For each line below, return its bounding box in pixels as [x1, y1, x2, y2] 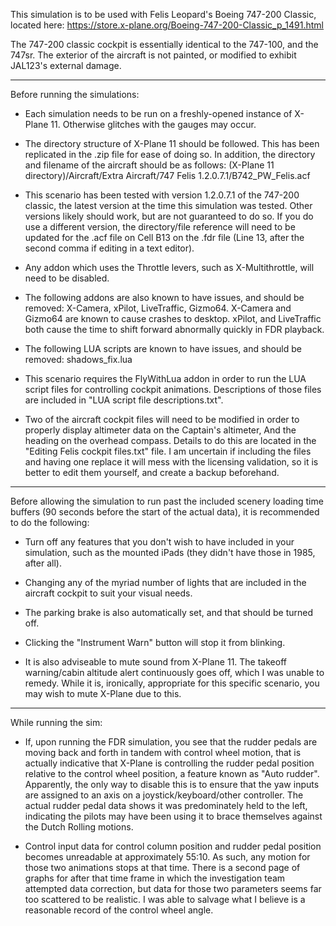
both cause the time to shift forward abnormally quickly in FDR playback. [24, 324, 325, 335]
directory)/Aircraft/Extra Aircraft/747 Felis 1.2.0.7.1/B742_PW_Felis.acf [24, 170, 311, 181]
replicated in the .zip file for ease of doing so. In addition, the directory [24, 149, 316, 160]
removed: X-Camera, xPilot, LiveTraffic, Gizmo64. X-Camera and [24, 302, 292, 314]
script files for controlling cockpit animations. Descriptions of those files [24, 384, 322, 395]
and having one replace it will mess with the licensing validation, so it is [24, 456, 319, 468]
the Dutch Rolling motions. [24, 821, 134, 833]
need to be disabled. [24, 272, 110, 284]
